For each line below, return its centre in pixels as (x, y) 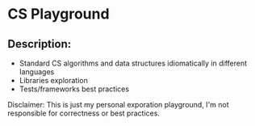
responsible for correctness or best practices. (84, 113)
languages (37, 72)
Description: (40, 44)
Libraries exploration (53, 80)
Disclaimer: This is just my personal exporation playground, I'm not (118, 105)
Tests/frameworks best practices (74, 89)
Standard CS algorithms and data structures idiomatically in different (133, 63)
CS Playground (59, 14)
